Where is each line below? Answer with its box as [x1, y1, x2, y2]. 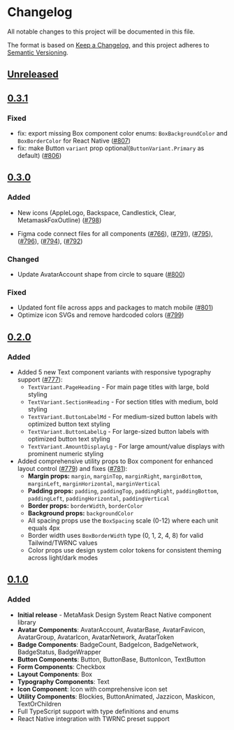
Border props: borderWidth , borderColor [27, 501, 143, 510]
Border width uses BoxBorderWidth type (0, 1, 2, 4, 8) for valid [27, 531, 204, 539]
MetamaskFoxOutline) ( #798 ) [17, 216, 102, 224]
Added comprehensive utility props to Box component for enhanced [17, 457, 213, 465]
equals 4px [27, 523, 61, 532]
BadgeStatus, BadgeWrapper [17, 648, 101, 656]
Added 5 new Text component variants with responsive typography [17, 367, 212, 376]
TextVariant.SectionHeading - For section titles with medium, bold [27, 397, 219, 406]
